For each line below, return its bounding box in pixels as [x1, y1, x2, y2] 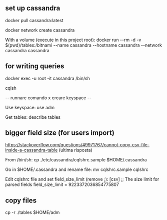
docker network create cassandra [5, 27, 75, 33]
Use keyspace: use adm [5, 104, 55, 110]
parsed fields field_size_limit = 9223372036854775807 [5, 181, 119, 187]
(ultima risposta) [58, 147, 92, 153]
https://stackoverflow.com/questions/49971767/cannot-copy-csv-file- [5, 142, 150, 148]
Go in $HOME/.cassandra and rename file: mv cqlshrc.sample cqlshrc [5, 166, 148, 172]
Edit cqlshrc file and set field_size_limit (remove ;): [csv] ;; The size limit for [5, 176, 159, 182]
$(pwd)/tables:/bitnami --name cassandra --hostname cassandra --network [5, 42, 162, 48]
